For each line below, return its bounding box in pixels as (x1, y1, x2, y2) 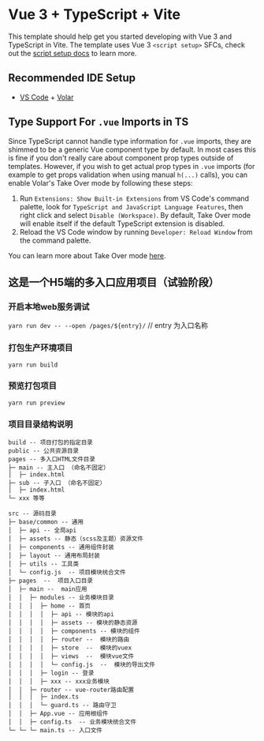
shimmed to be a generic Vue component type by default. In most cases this (8, 145, 256, 154)
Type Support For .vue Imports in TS (8, 115, 189, 129)
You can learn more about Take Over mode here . (8, 250, 166, 260)
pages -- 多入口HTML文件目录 (8, 456, 96, 464)
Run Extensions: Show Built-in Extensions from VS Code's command (19, 194, 250, 203)
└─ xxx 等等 (8, 495, 45, 502)
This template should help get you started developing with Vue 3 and (8, 32, 232, 41)
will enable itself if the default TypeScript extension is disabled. (19, 219, 225, 228)
